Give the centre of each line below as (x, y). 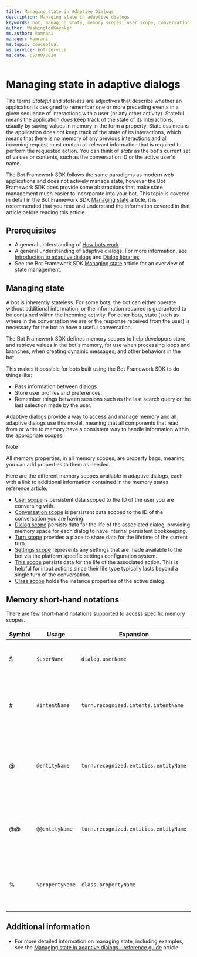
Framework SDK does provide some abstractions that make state (84, 187)
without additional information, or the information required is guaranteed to (96, 309)
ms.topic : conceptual (33, 45)
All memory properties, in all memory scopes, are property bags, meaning (95, 458)
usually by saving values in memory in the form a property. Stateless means (98, 126)
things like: (19, 375)
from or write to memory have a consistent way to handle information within (98, 429)
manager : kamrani (27, 39)
